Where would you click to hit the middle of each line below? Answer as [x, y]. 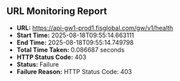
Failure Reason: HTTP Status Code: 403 [74, 71]
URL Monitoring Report [57, 11]
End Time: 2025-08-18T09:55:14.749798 [75, 42]
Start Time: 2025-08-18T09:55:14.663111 [75, 35]
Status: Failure [38, 64]
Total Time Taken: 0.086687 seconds [71, 49]
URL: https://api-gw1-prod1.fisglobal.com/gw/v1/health [95, 27]
